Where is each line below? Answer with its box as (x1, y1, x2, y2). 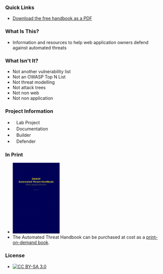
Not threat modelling (12, 79, 55, 85)
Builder (16, 132, 31, 138)
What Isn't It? (5, 57, 38, 64)
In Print (5, 151, 23, 158)
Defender (16, 138, 36, 144)
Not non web (12, 90, 39, 96)
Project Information (5, 107, 53, 114)
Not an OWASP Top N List (12, 74, 66, 80)
